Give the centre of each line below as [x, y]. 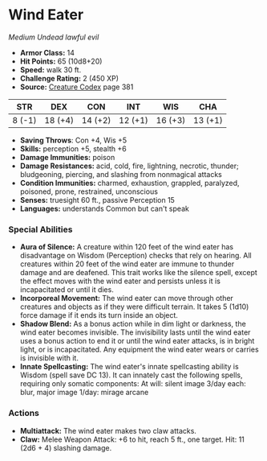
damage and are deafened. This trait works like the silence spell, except [139, 273]
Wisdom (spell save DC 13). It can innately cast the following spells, [131, 375]
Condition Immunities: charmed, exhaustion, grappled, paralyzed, [129, 183]
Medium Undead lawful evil [54, 37]
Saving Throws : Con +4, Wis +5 [73, 140]
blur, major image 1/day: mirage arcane [84, 393]
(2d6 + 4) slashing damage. [66, 447]
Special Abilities [40, 229]
